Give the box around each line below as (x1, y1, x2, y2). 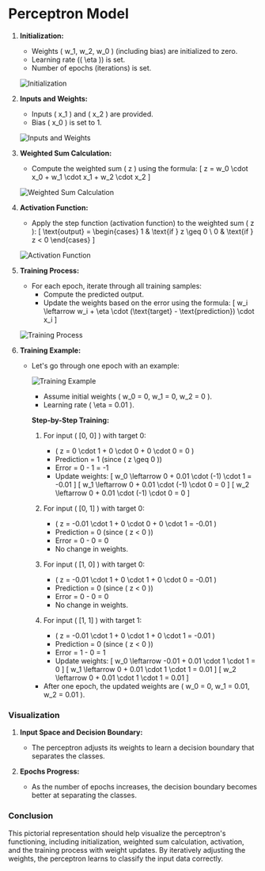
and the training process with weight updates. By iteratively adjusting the (8, 845, 246, 854)
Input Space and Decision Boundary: (19, 728, 143, 737)
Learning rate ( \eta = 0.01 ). (43, 399, 134, 409)
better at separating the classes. (31, 790, 137, 800)
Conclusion (8, 810, 54, 821)
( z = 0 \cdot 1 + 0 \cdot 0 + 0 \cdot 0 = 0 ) (55, 445, 195, 456)
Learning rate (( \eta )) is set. (31, 55, 126, 64)
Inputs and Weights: (19, 94, 89, 103)
